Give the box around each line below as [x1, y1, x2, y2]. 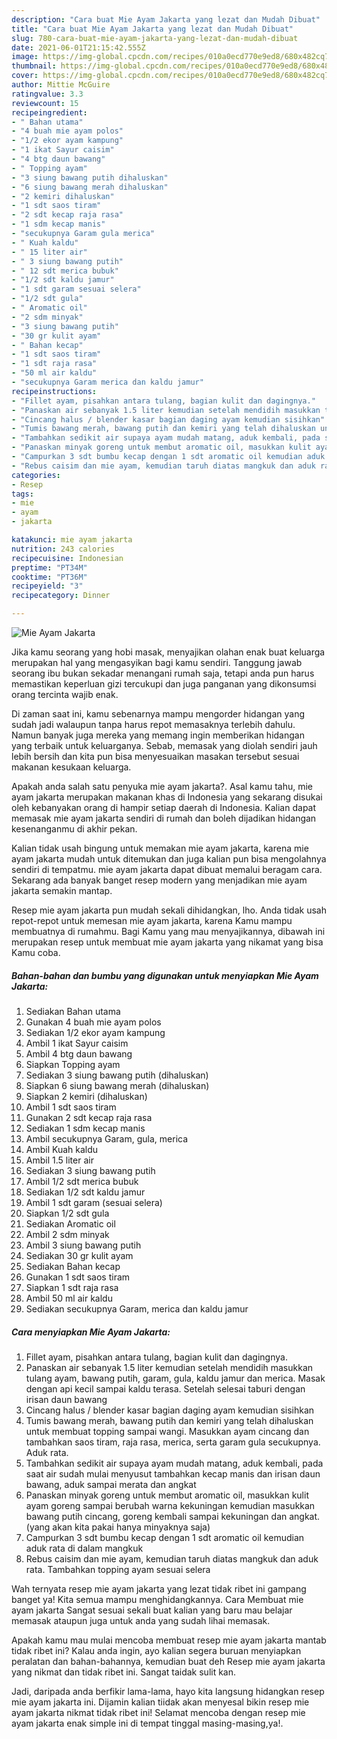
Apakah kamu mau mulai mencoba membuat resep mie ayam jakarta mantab [11, 1634, 327, 1646]
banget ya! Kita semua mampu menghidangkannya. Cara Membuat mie [11, 1593, 304, 1605]
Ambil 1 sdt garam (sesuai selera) [25, 1196, 163, 1208]
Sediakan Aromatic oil [25, 1217, 116, 1230]
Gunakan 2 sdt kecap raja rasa [25, 1111, 153, 1123]
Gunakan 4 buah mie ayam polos [25, 1016, 162, 1028]
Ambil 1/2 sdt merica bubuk [25, 1175, 139, 1187]
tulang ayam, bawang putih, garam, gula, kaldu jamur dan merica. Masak [25, 1372, 326, 1384]
